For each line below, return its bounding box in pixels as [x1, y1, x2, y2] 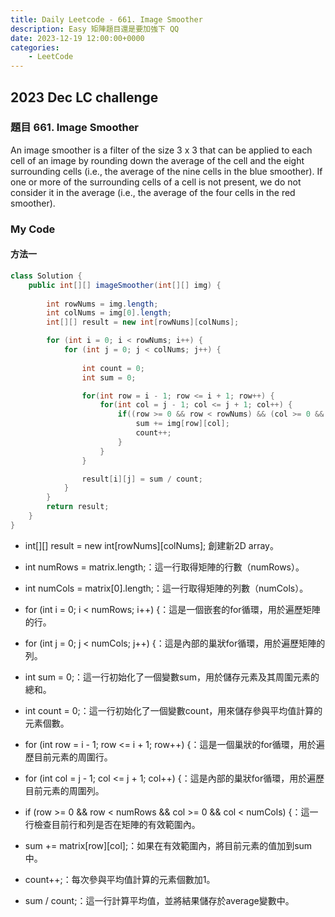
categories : [10, 42, 60, 53]
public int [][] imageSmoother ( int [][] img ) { [28, 280, 222, 290]
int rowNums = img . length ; [46, 299, 159, 309]
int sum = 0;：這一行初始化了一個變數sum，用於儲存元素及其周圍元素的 [24, 671, 320, 683]
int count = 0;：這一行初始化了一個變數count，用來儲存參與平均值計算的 [24, 704, 323, 716]
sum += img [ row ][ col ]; [135, 419, 230, 429]
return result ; [46, 502, 110, 512]
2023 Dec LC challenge [10, 89, 159, 106]
